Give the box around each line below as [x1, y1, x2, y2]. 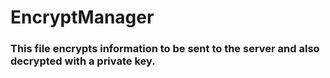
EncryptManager [10, 6, 155, 29]
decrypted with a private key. [10, 54, 156, 68]
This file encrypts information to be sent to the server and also [10, 42, 320, 56]
